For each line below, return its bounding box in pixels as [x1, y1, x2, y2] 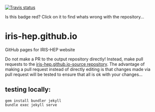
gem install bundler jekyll [5, 98, 62, 103]
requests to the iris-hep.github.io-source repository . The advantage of [5, 61, 145, 67]
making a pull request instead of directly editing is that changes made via [5, 66, 151, 72]
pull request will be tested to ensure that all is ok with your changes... [5, 71, 143, 77]
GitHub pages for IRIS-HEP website [5, 46, 75, 53]
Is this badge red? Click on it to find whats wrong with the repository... [5, 14, 144, 19]
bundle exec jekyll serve [5, 102, 57, 107]
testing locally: [5, 85, 51, 94]
